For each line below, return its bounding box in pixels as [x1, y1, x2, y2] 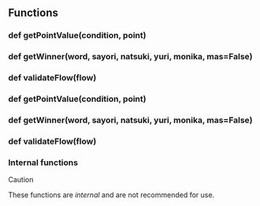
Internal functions [8, 157, 79, 168]
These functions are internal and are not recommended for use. [8, 190, 215, 200]
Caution [8, 175, 34, 185]
